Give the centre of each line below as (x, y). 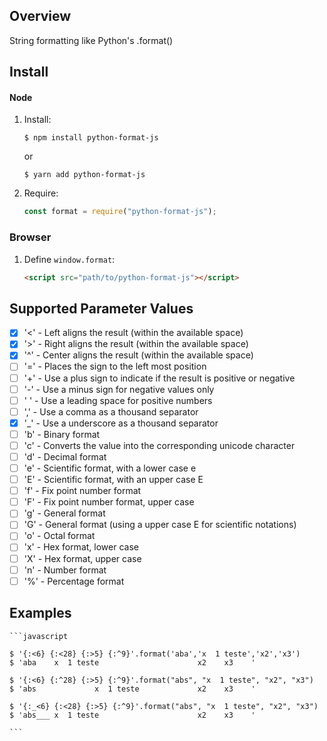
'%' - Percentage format (74, 581)
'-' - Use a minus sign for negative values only (119, 389)
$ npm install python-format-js (91, 138)
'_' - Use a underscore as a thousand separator (121, 423)
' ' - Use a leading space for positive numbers (118, 400)
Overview (40, 16)
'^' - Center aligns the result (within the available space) (138, 355)
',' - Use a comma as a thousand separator (111, 411)
